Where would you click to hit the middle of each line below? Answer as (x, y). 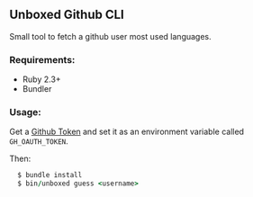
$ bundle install (50, 175)
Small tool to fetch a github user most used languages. (110, 36)
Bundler (37, 89)
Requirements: (42, 59)
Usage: (26, 112)
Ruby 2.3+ (41, 79)
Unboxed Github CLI (67, 15)
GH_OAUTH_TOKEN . (39, 141)
